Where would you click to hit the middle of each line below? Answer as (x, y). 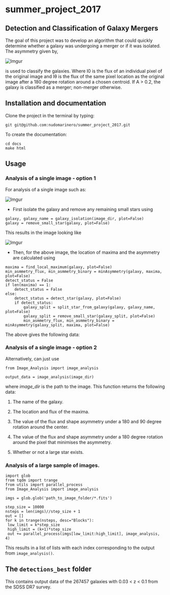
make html (16, 148)
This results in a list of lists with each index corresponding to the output (80, 548)
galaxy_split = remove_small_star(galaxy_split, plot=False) (90, 316)
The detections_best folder (48, 569)
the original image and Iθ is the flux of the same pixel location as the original (85, 76)
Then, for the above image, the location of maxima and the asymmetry (86, 252)
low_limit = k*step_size (33, 525)
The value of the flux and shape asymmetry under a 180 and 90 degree (87, 421)
